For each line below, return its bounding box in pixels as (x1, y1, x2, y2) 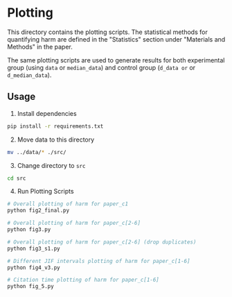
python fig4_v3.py (7, 264, 60, 271)
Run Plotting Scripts (17, 187, 74, 196)
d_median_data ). (7, 71, 52, 79)
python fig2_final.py (7, 207, 70, 214)
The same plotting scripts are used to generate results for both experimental (7, 56, 225, 64)
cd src (7, 175, 26, 182)
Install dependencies (17, 109, 78, 117)
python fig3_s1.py (7, 245, 60, 252)
